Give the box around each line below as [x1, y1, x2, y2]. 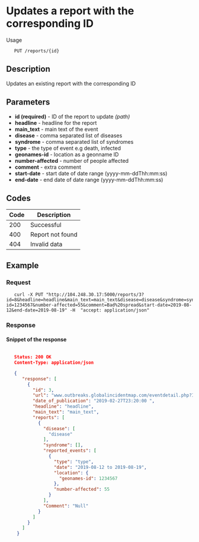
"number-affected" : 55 [53, 486, 110, 493]
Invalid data [30, 240, 63, 248]
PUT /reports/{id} [14, 48, 60, 54]
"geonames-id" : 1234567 [59, 475, 118, 481]
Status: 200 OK [14, 354, 52, 360]
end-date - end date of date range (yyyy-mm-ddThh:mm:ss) [14, 176, 163, 183]
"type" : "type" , [53, 459, 94, 465]
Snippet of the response [6, 336, 67, 343]
